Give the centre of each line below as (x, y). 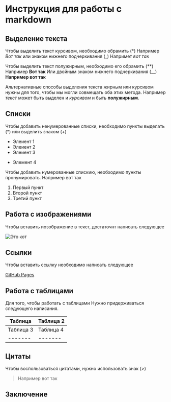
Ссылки (19, 253)
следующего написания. (32, 309)
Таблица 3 (21, 330)
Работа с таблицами (39, 291)
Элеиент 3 (24, 152)
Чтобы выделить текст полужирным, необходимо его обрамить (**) (79, 66)
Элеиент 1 (23, 141)
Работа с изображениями (48, 214)
